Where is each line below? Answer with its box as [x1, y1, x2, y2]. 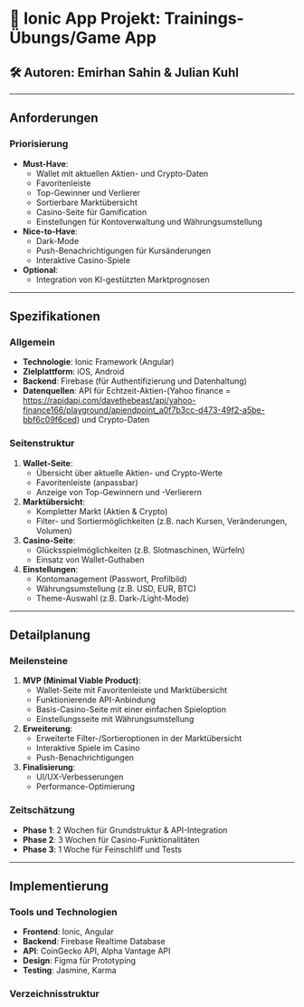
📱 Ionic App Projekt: [9, 8, 161, 29]
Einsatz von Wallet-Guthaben [35, 553, 145, 565]
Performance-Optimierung [35, 781, 136, 792]
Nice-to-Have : [22, 226, 79, 237]
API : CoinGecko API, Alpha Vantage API [22, 945, 171, 956]
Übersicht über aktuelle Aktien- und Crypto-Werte [35, 467, 223, 478]
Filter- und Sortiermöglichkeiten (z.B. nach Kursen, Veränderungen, [35, 515, 288, 526]
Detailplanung [9, 628, 90, 643]
